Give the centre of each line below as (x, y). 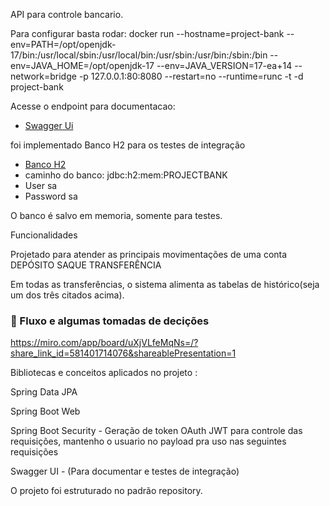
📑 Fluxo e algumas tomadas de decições (110, 321)
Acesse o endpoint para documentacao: (93, 106)
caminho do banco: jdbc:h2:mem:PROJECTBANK (126, 175)
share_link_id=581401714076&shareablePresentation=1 (123, 353)
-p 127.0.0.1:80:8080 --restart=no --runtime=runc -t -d (191, 76)
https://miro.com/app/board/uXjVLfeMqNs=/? (104, 343)
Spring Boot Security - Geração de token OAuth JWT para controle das (156, 431)
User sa (41, 185)
